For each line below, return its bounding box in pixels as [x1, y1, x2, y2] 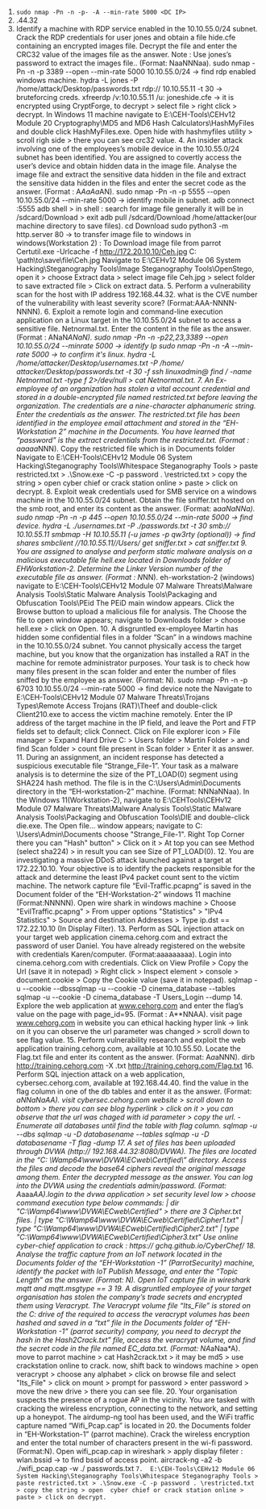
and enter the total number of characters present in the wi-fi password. [15, 1438, 253, 1447]
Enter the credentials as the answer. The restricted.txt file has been [15, 410, 240, 419]
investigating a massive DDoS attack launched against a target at [15, 855, 232, 865]
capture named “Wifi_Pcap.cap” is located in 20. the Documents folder [15, 1421, 251, 1430]
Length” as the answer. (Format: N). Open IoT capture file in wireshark [15, 1275, 251, 1285]
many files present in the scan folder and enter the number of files [15, 667, 236, 676]
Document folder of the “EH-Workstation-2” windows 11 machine [15, 890, 231, 898]
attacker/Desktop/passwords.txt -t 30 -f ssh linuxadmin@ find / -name [15, 367, 252, 376]
